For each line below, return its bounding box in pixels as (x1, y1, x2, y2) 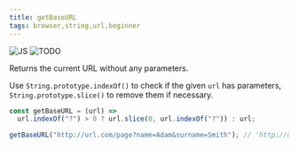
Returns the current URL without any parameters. (9, 63, 189, 74)
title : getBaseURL (9, 12, 77, 22)
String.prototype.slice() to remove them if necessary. (9, 90, 214, 100)
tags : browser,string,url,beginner (9, 21, 141, 30)
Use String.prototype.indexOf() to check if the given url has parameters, (9, 80, 282, 90)
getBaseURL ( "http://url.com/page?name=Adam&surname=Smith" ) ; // (9, 130, 252, 140)
